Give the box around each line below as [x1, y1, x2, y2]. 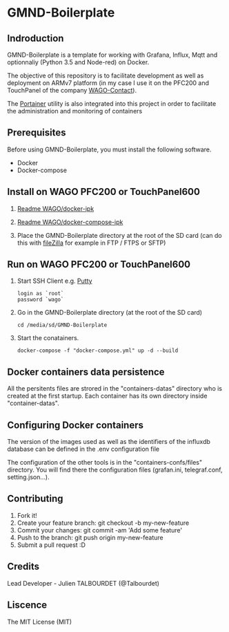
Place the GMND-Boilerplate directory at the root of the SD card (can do [17, 231, 222, 239]
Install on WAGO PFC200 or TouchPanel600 [7, 186, 200, 198]
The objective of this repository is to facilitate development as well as [7, 71, 204, 80]
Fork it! [17, 511, 38, 519]
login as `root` [17, 290, 64, 297]
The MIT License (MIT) [7, 617, 72, 626]
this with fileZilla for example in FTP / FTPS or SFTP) [17, 239, 166, 247]
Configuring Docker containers [7, 419, 143, 431]
